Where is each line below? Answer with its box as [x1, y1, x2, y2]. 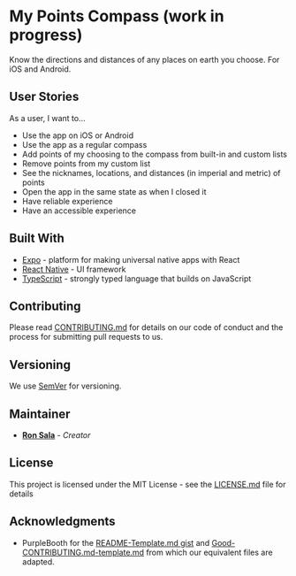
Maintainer [9, 406, 71, 421]
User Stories [9, 89, 80, 104]
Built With [9, 231, 65, 246]
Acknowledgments [9, 514, 117, 529]
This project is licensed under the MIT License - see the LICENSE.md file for [9, 479, 286, 489]
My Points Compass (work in [9, 6, 224, 27]
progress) [9, 25, 83, 45]
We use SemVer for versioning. [9, 380, 122, 391]
